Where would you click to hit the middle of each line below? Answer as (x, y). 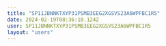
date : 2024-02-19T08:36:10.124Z (53, 20)
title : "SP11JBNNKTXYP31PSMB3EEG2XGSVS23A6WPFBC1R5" (84, 13)
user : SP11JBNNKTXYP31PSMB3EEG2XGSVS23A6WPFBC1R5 (79, 26)
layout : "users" (30, 32)
